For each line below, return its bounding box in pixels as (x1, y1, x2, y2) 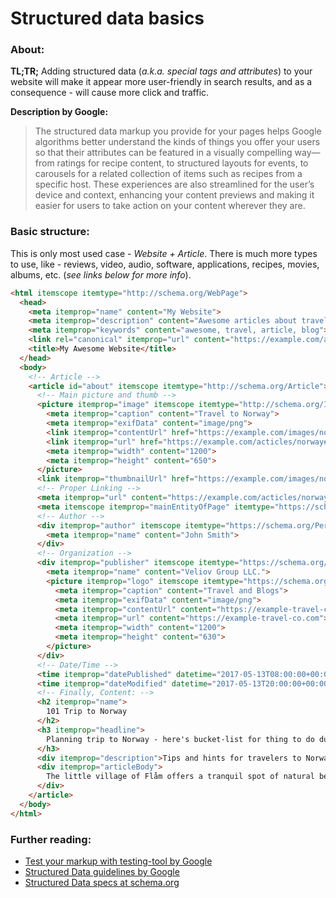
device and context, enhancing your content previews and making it (34, 189, 315, 201)
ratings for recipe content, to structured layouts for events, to (56, 157, 309, 169)
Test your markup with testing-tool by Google (24, 855, 213, 867)
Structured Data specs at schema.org (24, 876, 180, 888)
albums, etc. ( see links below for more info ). (10, 268, 192, 281)
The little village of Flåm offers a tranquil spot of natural (46, 772, 315, 782)
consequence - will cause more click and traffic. (10, 87, 210, 99)
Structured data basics (10, 7, 205, 30)
